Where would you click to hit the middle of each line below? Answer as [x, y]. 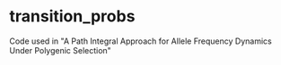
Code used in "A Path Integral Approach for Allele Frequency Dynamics [140, 41]
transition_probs [72, 16]
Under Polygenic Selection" [61, 50]
